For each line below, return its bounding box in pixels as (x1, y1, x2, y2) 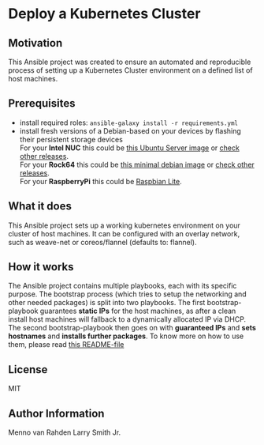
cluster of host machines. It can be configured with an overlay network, (8, 228, 240, 238)
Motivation (8, 36, 63, 50)
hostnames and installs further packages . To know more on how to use (8, 331, 244, 341)
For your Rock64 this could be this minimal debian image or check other (19, 160, 255, 169)
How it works (8, 260, 74, 273)
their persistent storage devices (19, 134, 124, 144)
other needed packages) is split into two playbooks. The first (8, 298, 206, 307)
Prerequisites (8, 96, 76, 111)
